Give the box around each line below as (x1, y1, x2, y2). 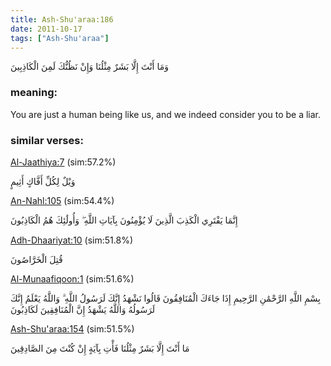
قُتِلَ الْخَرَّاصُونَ (10, 253, 63, 265)
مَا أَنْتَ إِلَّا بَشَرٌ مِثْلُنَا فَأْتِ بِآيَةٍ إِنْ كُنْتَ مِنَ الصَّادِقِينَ (10, 342, 190, 354)
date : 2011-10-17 (10, 24, 83, 34)
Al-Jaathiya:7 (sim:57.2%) (10, 156, 117, 168)
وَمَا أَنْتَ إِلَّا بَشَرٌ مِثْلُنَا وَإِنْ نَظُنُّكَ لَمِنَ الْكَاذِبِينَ (10, 61, 169, 73)
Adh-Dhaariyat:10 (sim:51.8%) (10, 234, 134, 246)
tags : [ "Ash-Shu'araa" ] (10, 33, 110, 43)
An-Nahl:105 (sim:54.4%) (10, 194, 115, 206)
